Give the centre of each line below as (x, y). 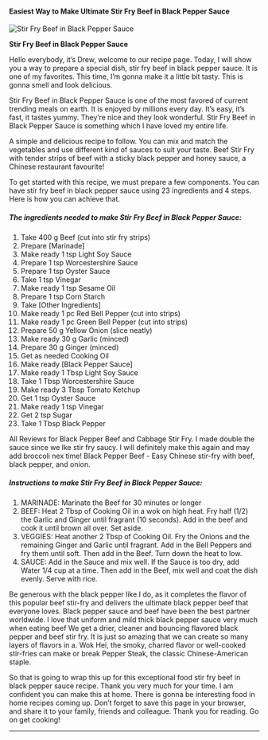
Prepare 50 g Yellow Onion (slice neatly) (86, 331)
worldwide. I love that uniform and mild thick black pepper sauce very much (133, 620)
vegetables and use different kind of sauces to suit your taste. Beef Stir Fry (132, 150)
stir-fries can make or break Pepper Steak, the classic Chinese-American (129, 654)
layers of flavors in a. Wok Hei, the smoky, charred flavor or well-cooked (127, 645)
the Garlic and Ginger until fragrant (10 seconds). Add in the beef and (134, 520)
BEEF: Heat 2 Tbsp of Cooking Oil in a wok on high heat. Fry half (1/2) (134, 511)
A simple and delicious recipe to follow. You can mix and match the (118, 141)
